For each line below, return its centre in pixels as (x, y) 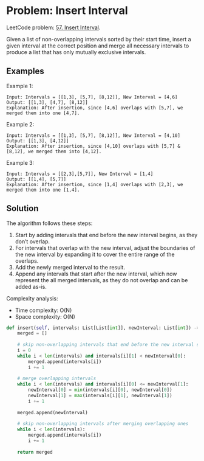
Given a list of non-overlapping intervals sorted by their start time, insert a (99, 39)
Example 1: (20, 86)
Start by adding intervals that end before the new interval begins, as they (106, 235)
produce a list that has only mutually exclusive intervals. (76, 52)
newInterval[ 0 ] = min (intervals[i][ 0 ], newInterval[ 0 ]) (100, 390)
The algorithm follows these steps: (49, 223)
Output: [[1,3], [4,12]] (38, 140)
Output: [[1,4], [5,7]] (36, 179)
